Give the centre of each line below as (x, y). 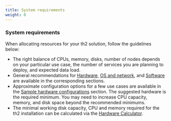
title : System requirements (35, 10)
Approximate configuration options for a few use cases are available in (87, 86)
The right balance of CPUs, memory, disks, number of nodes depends (86, 59)
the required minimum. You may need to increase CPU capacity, (80, 97)
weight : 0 (16, 15)
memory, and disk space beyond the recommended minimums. (79, 102)
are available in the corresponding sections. (59, 81)
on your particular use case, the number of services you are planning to (88, 64)
